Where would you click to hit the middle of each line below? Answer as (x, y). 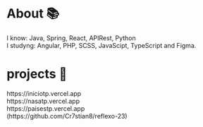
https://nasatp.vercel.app (43, 101)
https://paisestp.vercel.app (46, 108)
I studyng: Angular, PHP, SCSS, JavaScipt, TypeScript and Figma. (101, 45)
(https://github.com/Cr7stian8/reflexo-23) (67, 116)
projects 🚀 (37, 74)
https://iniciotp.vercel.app (44, 93)
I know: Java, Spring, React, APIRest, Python (72, 38)
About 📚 (33, 14)
